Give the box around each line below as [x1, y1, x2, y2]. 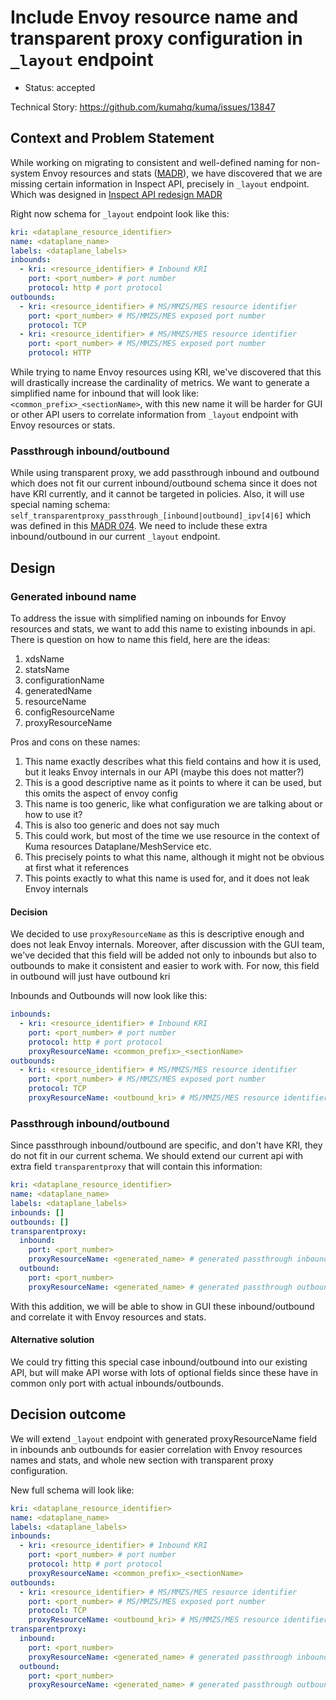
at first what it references [24, 861, 130, 873]
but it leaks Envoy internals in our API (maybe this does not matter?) [24, 766, 305, 778]
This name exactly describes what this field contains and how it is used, [24, 755, 322, 767]
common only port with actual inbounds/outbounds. [10, 1377, 224, 1389]
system [10, 167, 41, 179]
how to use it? [24, 808, 83, 820]
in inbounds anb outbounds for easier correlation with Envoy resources [10, 1443, 303, 1455]
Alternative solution [10, 1334, 95, 1346]
